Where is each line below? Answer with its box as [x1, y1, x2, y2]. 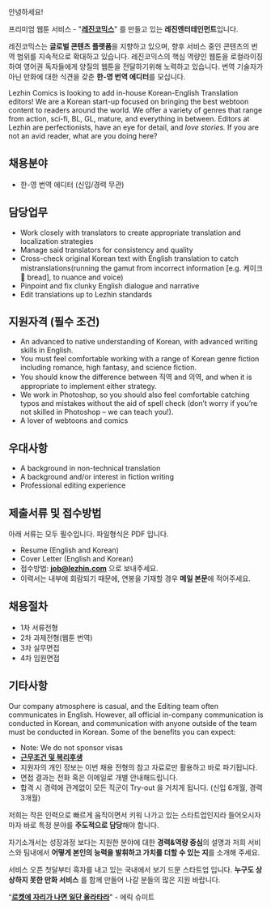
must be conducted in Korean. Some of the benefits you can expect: [8, 727, 236, 736]
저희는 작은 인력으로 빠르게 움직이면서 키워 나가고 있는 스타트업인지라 [8, 809, 227, 820]
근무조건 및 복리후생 [19, 752, 83, 762]
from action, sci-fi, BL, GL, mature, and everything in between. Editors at [8, 114, 250, 123]
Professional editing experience [19, 480, 126, 490]
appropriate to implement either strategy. [19, 382, 158, 391]
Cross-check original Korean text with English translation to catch [19, 254, 239, 263]
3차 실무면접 [19, 642, 60, 652]
